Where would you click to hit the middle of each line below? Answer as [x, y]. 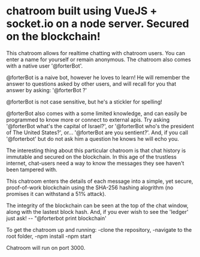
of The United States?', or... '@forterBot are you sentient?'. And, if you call [97, 132]
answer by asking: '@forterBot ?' [47, 90]
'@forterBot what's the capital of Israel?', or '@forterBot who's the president [100, 126]
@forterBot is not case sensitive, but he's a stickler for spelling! [84, 102]
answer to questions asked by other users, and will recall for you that [91, 84]
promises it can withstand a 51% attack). [56, 193]
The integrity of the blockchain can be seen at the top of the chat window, [97, 205]
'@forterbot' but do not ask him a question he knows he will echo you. [93, 138]
